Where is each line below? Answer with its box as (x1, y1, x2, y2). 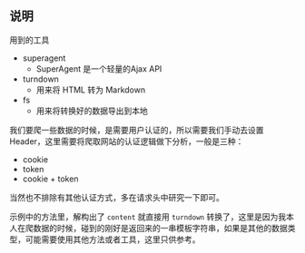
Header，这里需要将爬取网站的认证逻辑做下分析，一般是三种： (9, 135, 244, 147)
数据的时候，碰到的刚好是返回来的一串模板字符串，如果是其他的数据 (33, 222, 288, 233)
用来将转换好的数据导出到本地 (35, 105, 148, 116)
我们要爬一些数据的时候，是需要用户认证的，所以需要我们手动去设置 (9, 124, 264, 135)
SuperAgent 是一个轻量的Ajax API (35, 63, 162, 74)
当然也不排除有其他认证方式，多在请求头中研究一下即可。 (9, 191, 224, 202)
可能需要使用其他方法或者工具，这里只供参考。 (25, 234, 201, 245)
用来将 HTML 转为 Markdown (35, 84, 146, 95)
